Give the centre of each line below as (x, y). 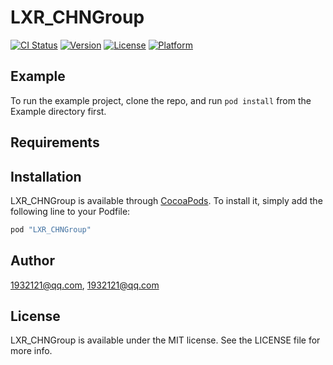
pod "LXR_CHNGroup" (51, 229)
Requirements (55, 142)
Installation (46, 176)
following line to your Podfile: (70, 211)
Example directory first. (58, 111)
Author (32, 261)
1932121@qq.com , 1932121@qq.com (85, 285)
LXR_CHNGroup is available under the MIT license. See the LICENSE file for (165, 340)
